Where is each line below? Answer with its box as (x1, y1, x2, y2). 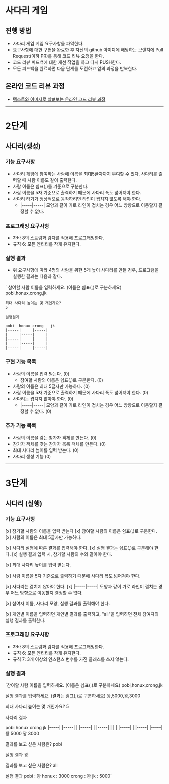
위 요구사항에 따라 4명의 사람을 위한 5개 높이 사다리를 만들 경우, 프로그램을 (12, 267, 159, 273)
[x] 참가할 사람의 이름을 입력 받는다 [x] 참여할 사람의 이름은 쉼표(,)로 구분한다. (5, 528, 157, 534)
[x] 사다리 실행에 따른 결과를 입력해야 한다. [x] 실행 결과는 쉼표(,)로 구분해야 (5, 545, 153, 551)
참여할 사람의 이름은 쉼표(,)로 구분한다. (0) (20, 377, 103, 383)
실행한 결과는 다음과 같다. (12, 273, 63, 279)
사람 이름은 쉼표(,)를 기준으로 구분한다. (12, 183, 89, 189)
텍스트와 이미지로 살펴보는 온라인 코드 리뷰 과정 (12, 96, 106, 102)
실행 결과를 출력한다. (5, 617, 46, 623)
